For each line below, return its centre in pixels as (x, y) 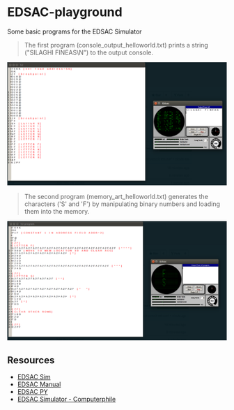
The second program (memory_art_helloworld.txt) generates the (116, 196)
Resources (31, 360)
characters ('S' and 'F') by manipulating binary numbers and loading (122, 204)
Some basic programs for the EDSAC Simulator (75, 31)
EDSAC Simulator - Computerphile (67, 399)
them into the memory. (57, 211)
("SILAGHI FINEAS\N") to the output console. (88, 52)
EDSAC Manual (39, 384)
